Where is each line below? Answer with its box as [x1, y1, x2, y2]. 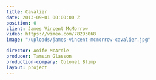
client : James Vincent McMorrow [6, 25, 88, 32]
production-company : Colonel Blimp [6, 58, 97, 65]
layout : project [6, 64, 47, 70]
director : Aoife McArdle [6, 48, 69, 54]
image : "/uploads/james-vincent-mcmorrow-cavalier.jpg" [6, 37, 151, 43]
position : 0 [6, 20, 36, 26]
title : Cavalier [6, 8, 47, 15]
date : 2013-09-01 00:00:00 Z [6, 14, 80, 20]
